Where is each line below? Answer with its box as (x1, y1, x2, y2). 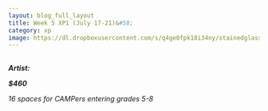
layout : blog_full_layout (8, 11, 94, 20)
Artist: (8, 63, 30, 72)
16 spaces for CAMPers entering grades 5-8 (8, 94, 154, 103)
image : (8, 33, 30, 42)
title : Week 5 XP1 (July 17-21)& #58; (8, 19, 134, 27)
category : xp (8, 26, 52, 34)
